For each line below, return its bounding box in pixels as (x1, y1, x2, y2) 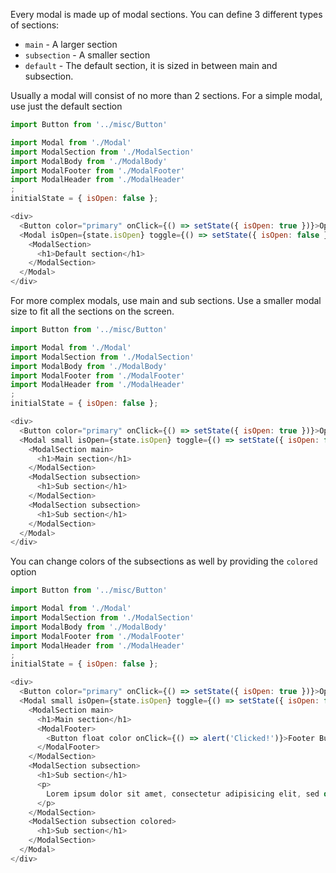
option (10, 566, 37, 578)
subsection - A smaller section (24, 49, 151, 61)
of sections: (10, 19, 60, 31)
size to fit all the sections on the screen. (10, 305, 175, 317)
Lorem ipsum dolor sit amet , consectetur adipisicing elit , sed (46, 789, 320, 799)
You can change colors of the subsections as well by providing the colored (10, 555, 318, 568)
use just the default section (10, 100, 123, 112)
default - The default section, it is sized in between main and (24, 60, 278, 71)
